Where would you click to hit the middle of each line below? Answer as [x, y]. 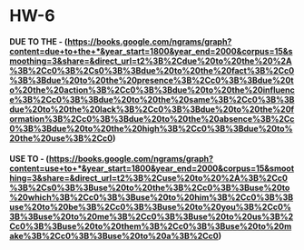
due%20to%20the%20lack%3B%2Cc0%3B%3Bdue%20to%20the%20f [152, 109]
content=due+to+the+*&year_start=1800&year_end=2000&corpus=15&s [151, 51]
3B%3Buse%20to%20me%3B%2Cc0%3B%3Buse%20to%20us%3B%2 [152, 217]
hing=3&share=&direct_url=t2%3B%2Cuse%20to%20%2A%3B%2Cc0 [149, 178]
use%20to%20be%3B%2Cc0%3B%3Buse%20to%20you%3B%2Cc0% [151, 207]
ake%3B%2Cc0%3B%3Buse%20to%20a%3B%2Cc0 [114, 236]
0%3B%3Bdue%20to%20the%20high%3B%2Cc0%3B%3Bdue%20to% [151, 128]
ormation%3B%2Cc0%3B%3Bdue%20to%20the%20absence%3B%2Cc [152, 118]
